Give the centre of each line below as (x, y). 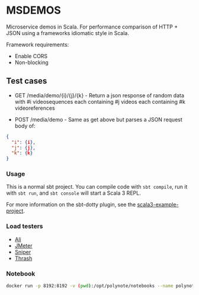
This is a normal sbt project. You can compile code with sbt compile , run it (97, 187)
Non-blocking (31, 62)
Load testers (25, 226)
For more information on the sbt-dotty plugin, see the (71, 205)
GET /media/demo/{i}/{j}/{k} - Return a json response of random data (99, 95)
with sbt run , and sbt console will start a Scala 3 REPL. (73, 193)
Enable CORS (31, 56)
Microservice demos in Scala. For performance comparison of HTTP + (92, 27)
